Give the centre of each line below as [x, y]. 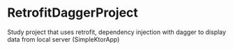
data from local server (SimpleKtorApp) [63, 39]
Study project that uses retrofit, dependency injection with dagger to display [117, 32]
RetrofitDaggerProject [73, 13]
